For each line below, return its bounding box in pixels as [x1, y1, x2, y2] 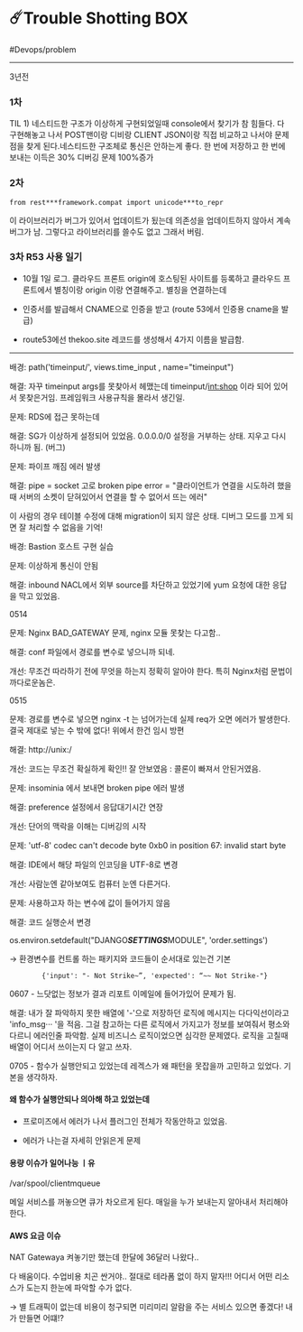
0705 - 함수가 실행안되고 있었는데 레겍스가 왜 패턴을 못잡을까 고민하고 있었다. [9, 1060, 282, 1071]
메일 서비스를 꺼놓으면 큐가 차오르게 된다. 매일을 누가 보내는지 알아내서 [9, 1197, 257, 1207]
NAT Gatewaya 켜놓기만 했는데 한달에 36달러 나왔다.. [9, 1252, 199, 1263]
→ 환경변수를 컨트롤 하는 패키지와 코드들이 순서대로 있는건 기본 [9, 953, 232, 964]
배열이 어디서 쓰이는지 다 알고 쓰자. [9, 1041, 133, 1052]
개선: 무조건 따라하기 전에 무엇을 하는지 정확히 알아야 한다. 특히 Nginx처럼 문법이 [9, 665, 293, 676]
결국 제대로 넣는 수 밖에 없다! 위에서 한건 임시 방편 [9, 725, 185, 735]
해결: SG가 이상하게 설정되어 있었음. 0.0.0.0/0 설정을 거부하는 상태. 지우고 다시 [9, 430, 287, 441]
